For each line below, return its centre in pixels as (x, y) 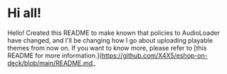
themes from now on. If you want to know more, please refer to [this (107, 48)
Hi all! (25, 13)
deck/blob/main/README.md (50, 63)
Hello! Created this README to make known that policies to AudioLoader (114, 33)
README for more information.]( (54, 55)
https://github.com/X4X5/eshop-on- (154, 55)
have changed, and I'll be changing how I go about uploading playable (110, 40)
